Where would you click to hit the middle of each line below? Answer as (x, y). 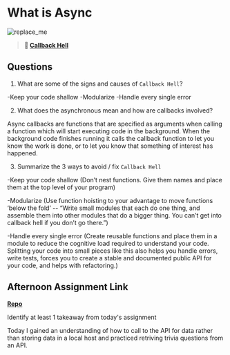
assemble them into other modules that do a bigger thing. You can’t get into (115, 215)
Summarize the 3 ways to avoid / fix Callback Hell (89, 166)
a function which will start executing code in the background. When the (109, 131)
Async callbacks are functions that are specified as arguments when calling (115, 124)
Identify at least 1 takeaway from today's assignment (82, 317)
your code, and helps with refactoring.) (63, 265)
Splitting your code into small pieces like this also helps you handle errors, (113, 251)
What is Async (50, 13)
